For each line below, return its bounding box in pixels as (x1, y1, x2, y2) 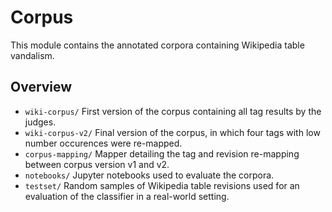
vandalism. (10, 49, 55, 61)
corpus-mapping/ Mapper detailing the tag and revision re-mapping (24, 147, 300, 160)
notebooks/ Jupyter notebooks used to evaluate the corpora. (24, 169, 275, 181)
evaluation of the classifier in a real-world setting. (24, 190, 230, 202)
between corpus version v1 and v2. (24, 158, 170, 170)
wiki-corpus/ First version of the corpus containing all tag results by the (24, 105, 322, 117)
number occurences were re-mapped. (24, 137, 183, 149)
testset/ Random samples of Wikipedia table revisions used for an (24, 179, 300, 191)
